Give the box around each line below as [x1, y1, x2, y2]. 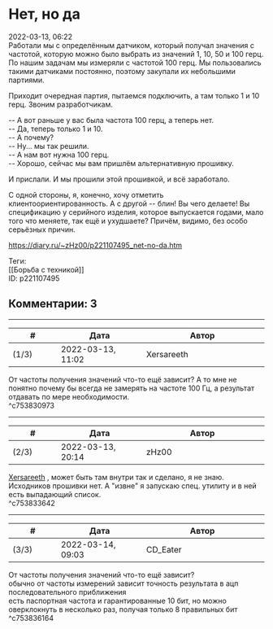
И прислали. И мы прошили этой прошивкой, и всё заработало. [8, 174, 230, 184]
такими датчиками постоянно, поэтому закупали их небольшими [8, 66, 236, 76]
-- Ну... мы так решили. [8, 141, 89, 151]
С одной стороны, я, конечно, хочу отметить [8, 190, 164, 199]
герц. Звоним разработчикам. [8, 99, 114, 109]
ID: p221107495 [8, 273, 60, 283]
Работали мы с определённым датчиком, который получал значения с [8, 40, 254, 50]
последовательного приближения [8, 587, 127, 596]
